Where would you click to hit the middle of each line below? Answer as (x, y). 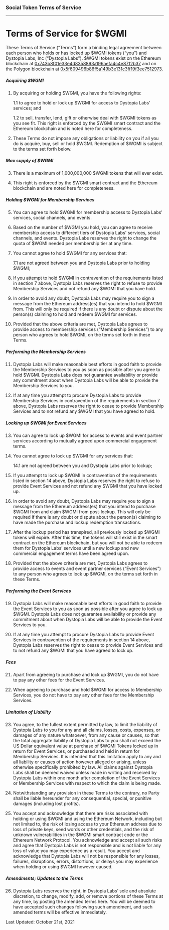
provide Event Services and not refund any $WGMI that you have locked (88, 486)
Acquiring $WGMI (25, 80)
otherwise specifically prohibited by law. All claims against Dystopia (83, 767)
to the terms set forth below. (42, 149)
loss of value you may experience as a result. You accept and (76, 851)
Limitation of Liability (28, 712)
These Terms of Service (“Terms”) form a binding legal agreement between (84, 48)
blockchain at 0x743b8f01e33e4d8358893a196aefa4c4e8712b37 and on (81, 64)
